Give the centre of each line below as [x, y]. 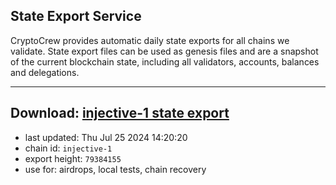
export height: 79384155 [73, 158]
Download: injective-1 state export [120, 113]
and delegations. [45, 72]
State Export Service [76, 16]
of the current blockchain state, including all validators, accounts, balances [165, 61]
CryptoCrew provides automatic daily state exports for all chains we [150, 40]
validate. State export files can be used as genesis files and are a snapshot [164, 51]
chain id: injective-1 [68, 148]
